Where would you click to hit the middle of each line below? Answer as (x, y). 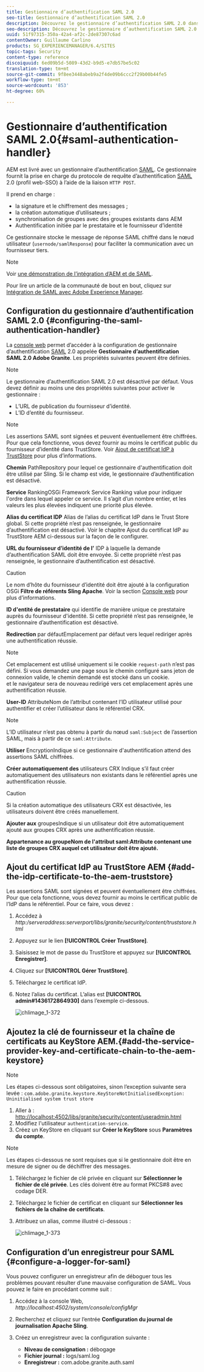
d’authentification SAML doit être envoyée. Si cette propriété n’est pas (94, 554)
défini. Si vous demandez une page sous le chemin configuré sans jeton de (100, 670)
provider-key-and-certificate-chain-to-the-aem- (101, 1051)
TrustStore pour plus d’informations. (52, 456)
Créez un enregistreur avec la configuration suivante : (82, 1338)
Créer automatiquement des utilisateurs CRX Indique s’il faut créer (90, 769)
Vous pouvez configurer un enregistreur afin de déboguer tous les (89, 1276)
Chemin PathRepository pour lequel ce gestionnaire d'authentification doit (99, 467)
